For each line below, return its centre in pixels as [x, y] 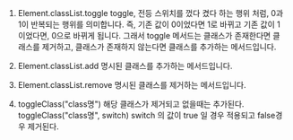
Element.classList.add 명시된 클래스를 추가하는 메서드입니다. [125, 66]
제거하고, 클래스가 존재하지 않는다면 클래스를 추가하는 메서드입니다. [159, 47]
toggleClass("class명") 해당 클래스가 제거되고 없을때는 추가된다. [131, 104]
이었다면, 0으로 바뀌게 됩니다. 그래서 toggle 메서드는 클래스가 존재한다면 [144, 35]
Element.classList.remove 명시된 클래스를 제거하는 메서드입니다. [132, 85]
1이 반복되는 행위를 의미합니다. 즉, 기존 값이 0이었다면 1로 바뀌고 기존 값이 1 [149, 24]
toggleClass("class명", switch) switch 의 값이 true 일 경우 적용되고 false [146, 115]
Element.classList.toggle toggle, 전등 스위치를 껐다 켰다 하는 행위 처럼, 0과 [151, 13]
